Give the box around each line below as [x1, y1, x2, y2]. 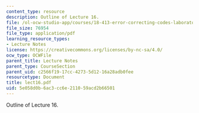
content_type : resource [6, 8, 65, 15]
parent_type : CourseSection [6, 63, 76, 69]
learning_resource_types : [6, 36, 70, 42]
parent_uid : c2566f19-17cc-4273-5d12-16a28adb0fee [6, 69, 134, 75]
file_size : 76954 [6, 25, 49, 31]
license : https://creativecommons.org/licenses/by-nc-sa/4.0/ [6, 47, 163, 53]
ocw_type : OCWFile [6, 52, 52, 58]
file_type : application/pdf [6, 31, 76, 36]
